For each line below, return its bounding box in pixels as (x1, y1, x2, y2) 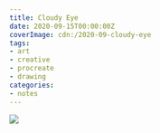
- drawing (9, 72, 47, 81)
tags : (9, 38, 30, 48)
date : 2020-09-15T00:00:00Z (9, 22, 116, 31)
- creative (9, 55, 51, 64)
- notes (9, 89, 39, 98)
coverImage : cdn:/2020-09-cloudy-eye (9, 30, 152, 39)
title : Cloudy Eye (9, 13, 79, 23)
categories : (9, 81, 54, 90)
